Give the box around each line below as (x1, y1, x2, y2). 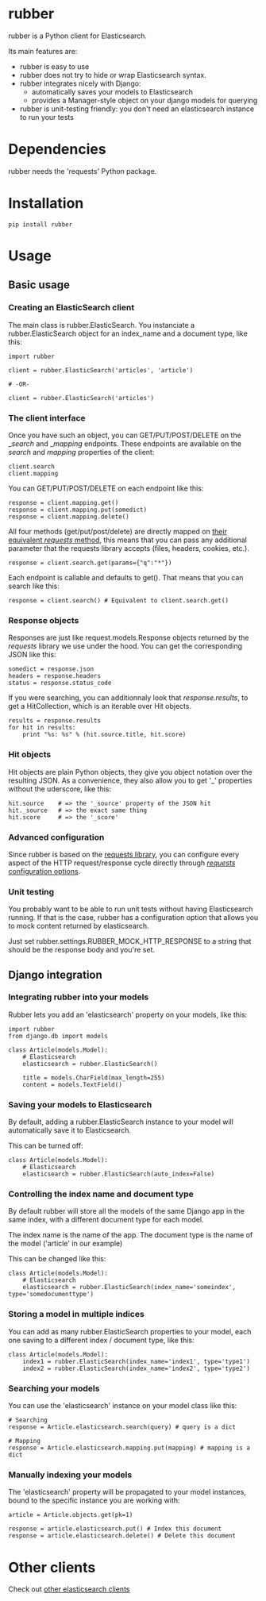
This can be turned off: (8, 1141, 83, 1151)
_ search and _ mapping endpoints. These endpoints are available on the (8, 438, 242, 448)
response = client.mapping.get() (8, 498, 119, 506)
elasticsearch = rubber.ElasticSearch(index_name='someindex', (22, 1283, 237, 1291)
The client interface (8, 412, 86, 423)
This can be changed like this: (8, 1254, 106, 1264)
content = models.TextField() (22, 1080, 123, 1088)
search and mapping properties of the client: (8, 447, 155, 456)
